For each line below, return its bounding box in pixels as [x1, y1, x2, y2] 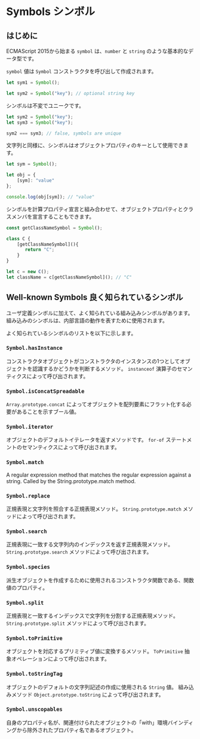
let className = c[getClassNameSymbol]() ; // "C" [6, 274, 133, 280]
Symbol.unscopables [6, 706, 63, 713]
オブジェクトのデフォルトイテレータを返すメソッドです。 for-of [6, 436, 165, 444]
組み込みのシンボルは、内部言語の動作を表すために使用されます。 [6, 317, 168, 324]
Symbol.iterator [6, 423, 54, 430]
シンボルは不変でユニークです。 [6, 102, 85, 109]
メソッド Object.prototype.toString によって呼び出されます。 [11, 691, 164, 698]
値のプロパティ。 [6, 584, 48, 591]
